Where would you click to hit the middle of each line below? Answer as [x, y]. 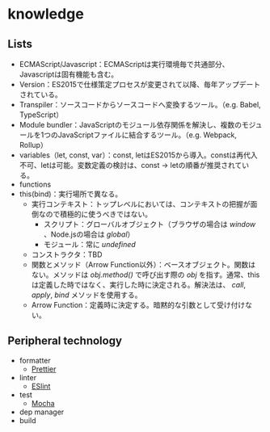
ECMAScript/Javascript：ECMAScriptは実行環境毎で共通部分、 [124, 64]
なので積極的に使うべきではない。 [95, 214]
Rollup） [33, 145]
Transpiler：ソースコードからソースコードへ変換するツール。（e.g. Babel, [140, 105]
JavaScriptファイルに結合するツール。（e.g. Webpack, [148, 135]
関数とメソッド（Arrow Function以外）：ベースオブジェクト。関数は [143, 264]
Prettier [44, 369]
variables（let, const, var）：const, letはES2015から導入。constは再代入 [138, 155]
